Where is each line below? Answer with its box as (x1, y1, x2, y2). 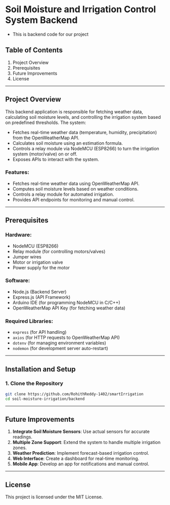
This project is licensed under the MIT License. (5, 494, 103, 500)
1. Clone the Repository (5, 380, 63, 387)
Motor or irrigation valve (12, 259, 63, 265)
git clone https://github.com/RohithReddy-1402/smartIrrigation (5, 391, 144, 397)
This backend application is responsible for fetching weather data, (5, 108, 143, 115)
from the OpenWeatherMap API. (12, 135, 79, 141)
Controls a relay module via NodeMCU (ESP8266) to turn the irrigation (12, 145, 159, 151)
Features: (5, 169, 29, 176)
